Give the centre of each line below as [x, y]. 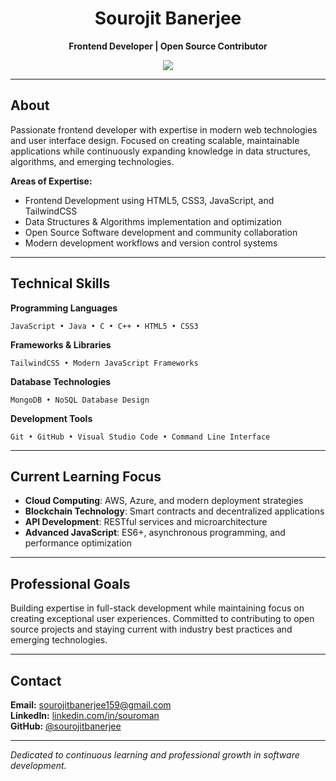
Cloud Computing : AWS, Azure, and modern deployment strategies [164, 501]
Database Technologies [61, 381]
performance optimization [78, 543]
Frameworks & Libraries [61, 344]
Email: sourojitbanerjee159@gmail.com [91, 705]
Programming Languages [64, 308]
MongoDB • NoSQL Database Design [80, 400]
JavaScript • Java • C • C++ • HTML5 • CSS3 [104, 326]
